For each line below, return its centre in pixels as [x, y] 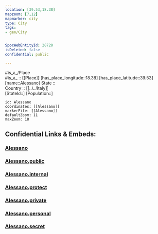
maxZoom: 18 [17, 119]
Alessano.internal [26, 174]
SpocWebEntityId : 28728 [29, 45]
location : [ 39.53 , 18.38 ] [30, 10]
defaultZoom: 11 [21, 115]
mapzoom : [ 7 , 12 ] [21, 14]
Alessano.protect [26, 187]
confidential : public [27, 54]
